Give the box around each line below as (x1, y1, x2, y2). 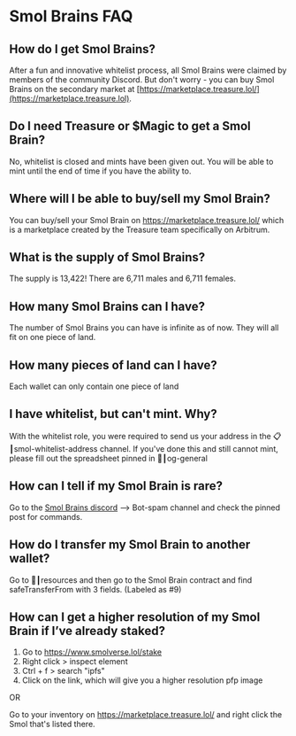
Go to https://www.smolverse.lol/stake (21, 647, 163, 657)
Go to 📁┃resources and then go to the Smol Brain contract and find (9, 574, 253, 585)
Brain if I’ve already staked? (9, 623, 166, 639)
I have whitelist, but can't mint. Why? (9, 407, 218, 422)
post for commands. (9, 511, 83, 522)
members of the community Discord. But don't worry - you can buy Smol (9, 74, 275, 85)
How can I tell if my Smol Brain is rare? (9, 478, 224, 493)
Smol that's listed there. (9, 719, 95, 730)
